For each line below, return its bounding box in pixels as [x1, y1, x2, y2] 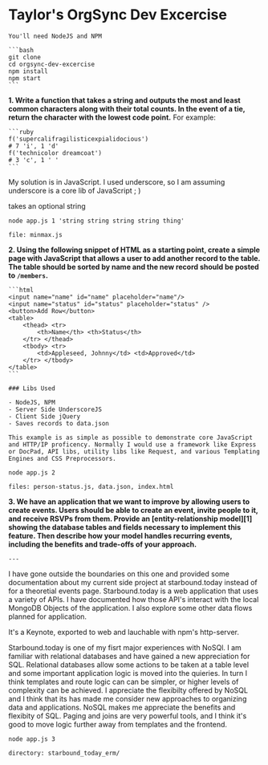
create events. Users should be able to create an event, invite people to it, [8, 505, 258, 515]
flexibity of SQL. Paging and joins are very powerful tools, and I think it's [8, 710, 247, 720]
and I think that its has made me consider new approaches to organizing [8, 694, 247, 703]
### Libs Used [8, 384, 56, 393]
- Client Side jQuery [8, 412, 81, 421]
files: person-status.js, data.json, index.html [8, 482, 174, 490]
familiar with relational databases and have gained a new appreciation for [8, 651, 250, 661]
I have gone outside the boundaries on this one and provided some [8, 568, 230, 579]
